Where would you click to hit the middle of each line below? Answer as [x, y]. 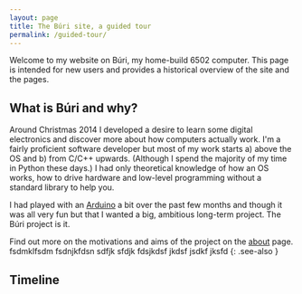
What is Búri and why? [74, 108]
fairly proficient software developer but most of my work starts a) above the [151, 149]
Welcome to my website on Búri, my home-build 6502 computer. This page [149, 61]
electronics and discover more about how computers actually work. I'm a [145, 139]
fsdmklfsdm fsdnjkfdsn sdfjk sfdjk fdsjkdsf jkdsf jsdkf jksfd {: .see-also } [144, 251]
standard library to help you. [62, 187]
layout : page [34, 18]
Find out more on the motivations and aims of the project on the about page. [151, 242]
